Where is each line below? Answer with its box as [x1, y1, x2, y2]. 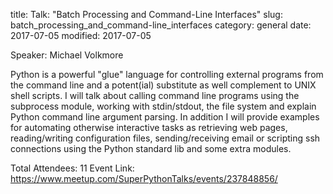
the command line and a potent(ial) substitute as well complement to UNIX [10, 79, 317, 91]
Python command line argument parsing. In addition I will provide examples [10, 111, 320, 123]
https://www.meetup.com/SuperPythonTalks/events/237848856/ [10, 173, 278, 184]
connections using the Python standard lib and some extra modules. [10, 143, 292, 154]
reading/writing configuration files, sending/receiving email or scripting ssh [10, 132, 321, 144]
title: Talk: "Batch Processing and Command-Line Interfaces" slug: [10, 9, 283, 20]
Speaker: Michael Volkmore [10, 49, 124, 61]
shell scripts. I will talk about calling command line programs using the [10, 90, 300, 101]
